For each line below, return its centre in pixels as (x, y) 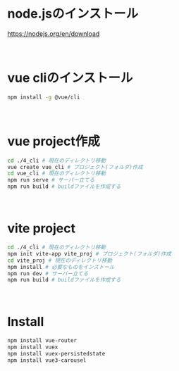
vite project (42, 228)
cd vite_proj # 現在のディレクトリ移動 (60, 260)
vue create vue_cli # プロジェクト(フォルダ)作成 (75, 167)
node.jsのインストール (73, 14)
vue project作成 (54, 141)
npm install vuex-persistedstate (56, 353)
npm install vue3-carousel (47, 360)
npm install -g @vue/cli (44, 97)
